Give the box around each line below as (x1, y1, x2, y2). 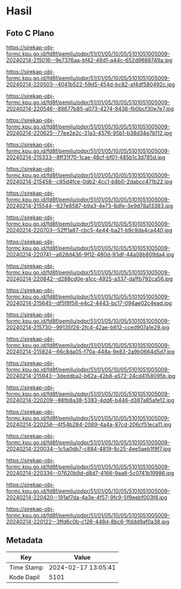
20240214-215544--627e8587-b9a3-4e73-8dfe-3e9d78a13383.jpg (6, 202, 173, 209)
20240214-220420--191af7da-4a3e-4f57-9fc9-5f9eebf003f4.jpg (6, 494, 167, 501)
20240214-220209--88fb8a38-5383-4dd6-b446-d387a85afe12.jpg (6, 396, 174, 404)
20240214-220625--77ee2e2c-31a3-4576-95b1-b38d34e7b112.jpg (6, 130, 172, 136)
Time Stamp (9, 563, 44, 572)
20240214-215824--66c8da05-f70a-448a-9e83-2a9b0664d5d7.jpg (6, 348, 175, 355)
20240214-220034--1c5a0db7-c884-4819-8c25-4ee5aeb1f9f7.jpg (6, 445, 171, 452)
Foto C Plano (6, 28, 54, 38)
